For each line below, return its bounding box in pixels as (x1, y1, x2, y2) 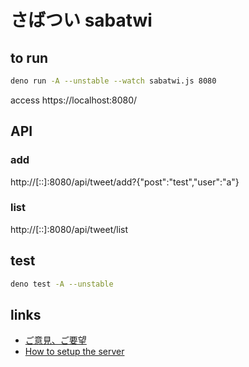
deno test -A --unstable (10, 279, 114, 289)
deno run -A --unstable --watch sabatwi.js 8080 (10, 76, 217, 86)
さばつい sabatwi (10, 9, 153, 32)
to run (10, 49, 49, 66)
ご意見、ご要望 (24, 334, 87, 346)
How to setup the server (24, 346, 125, 358)
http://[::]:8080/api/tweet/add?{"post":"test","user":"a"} (10, 176, 240, 188)
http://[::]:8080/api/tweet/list (10, 223, 129, 235)
